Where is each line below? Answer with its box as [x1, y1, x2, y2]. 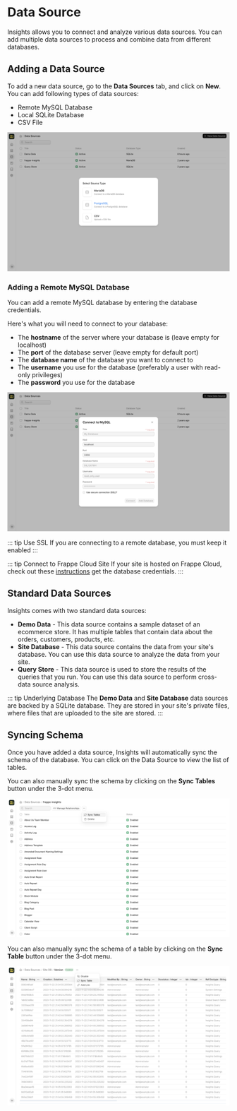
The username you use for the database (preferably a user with [17, 363, 203, 372]
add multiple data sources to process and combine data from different [7, 35, 212, 43]
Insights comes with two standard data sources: [7, 606, 147, 614]
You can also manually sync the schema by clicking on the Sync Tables [7, 776, 216, 785]
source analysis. [32, 679, 80, 689]
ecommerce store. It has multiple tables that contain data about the [17, 627, 213, 636]
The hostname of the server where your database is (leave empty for [17, 333, 220, 342]
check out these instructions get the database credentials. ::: [7, 567, 184, 576]
